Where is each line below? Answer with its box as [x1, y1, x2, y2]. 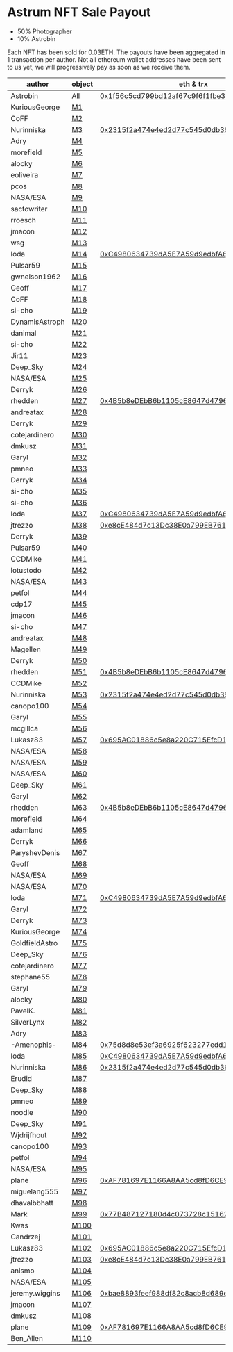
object [71, 79, 94, 89]
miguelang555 [10, 1187, 59, 1196]
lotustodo [10, 565, 42, 575]
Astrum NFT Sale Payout [7, 4, 151, 20]
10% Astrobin [17, 34, 56, 42]
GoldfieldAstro [10, 938, 58, 947]
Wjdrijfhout [10, 1130, 47, 1140]
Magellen [10, 644, 42, 654]
